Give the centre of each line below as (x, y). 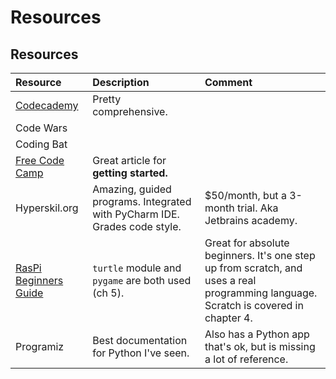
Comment (228, 82)
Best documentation (140, 340)
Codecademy (47, 105)
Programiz (40, 346)
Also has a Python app (257, 334)
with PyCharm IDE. (136, 214)
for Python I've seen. (141, 353)
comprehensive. (130, 111)
